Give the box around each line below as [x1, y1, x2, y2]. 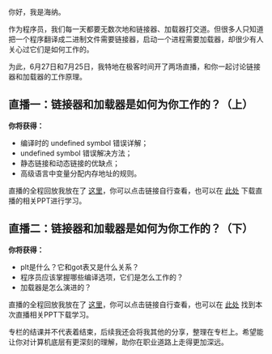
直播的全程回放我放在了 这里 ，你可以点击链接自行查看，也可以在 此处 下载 [8, 186, 256, 195]
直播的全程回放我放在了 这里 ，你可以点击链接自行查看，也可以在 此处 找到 [8, 299, 256, 309]
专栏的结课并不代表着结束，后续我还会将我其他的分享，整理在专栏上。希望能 [8, 326, 264, 336]
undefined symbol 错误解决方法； [19, 148, 133, 158]
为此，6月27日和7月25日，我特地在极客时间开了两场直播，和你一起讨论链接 [8, 62, 261, 71]
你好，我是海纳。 [8, 7, 66, 16]
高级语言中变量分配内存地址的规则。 [19, 168, 142, 178]
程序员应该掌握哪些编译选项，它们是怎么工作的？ [19, 272, 184, 282]
